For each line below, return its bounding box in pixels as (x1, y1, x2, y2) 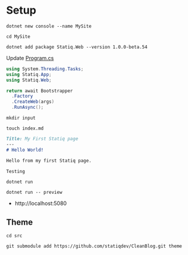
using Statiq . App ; (6, 71, 52, 77)
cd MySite (6, 33, 31, 39)
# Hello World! (6, 147, 44, 153)
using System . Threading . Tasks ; (6, 66, 84, 72)
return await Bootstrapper (6, 87, 73, 94)
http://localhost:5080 (14, 200, 67, 207)
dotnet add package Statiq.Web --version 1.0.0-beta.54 (6, 44, 148, 50)
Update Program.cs (6, 54, 54, 61)
